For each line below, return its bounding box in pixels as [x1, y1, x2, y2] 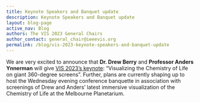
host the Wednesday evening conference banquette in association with [6, 77, 181, 84]
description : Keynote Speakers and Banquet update [6, 14, 135, 20]
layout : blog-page [6, 20, 52, 26]
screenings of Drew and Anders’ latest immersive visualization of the [6, 83, 175, 90]
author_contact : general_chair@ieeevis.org [6, 36, 116, 42]
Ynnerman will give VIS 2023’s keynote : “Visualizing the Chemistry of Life [6, 64, 188, 71]
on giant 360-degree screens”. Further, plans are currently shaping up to [6, 71, 185, 78]
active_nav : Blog [6, 25, 50, 32]
